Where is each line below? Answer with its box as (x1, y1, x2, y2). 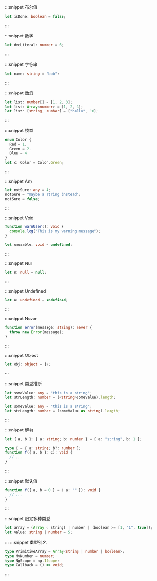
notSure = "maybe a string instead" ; (5, 192, 81, 197)
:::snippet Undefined (5, 288, 46, 294)
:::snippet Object (5, 353, 38, 358)
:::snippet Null (5, 260, 33, 266)
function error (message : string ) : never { (5, 325, 92, 330)
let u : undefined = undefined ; (5, 298, 68, 302)
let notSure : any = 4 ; (5, 187, 51, 192)
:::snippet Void (5, 215, 34, 221)
